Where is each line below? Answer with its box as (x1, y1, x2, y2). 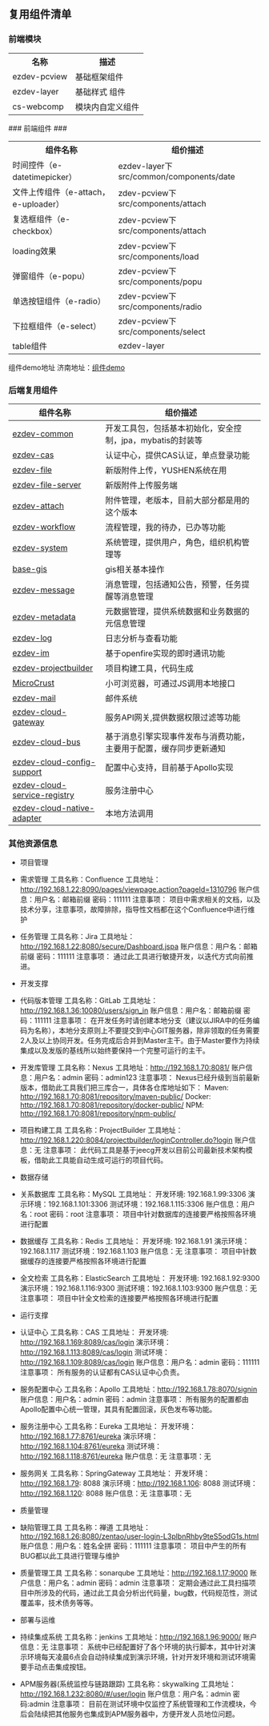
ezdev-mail (12, 692, 56, 703)
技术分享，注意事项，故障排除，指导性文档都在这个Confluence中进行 (19, 905, 248, 914)
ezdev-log (12, 632, 53, 643)
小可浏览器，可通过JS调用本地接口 (105, 677, 236, 688)
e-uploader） (12, 199, 64, 210)
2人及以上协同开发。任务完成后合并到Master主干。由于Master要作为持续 (19, 1036, 260, 1046)
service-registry (12, 789, 74, 801)
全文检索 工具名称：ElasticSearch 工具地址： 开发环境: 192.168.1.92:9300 (19, 1274, 260, 1283)
